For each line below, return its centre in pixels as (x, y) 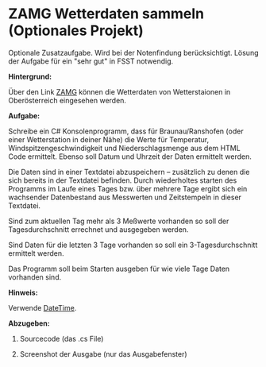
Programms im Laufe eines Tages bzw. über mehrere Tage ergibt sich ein (128, 188)
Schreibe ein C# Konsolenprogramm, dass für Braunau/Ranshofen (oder (126, 131)
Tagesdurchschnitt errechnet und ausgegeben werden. (98, 229)
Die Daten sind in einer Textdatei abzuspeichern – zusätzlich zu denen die (129, 172)
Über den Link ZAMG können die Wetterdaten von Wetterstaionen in (120, 91)
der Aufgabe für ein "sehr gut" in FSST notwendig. (91, 61)
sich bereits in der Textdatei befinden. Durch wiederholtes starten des (123, 180)
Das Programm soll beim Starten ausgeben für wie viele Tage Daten (119, 268)
